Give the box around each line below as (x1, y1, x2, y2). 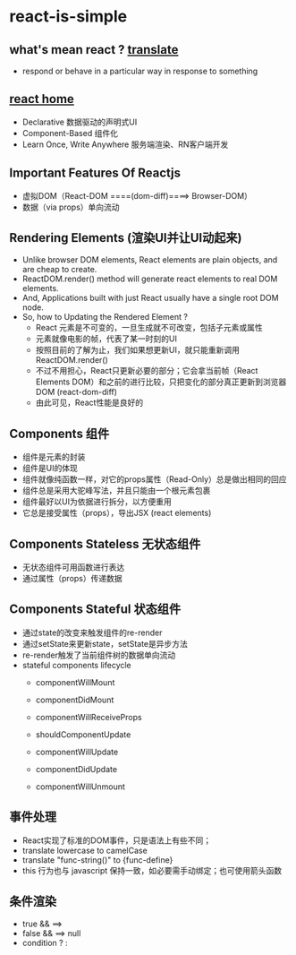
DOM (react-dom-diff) (35, 387, 118, 398)
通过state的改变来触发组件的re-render (21, 627, 163, 638)
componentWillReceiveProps (35, 711, 142, 722)
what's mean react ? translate (9, 42, 179, 57)
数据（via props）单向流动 (21, 202, 120, 212)
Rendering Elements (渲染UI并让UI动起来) (9, 230, 242, 245)
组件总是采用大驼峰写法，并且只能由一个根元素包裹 (21, 486, 211, 496)
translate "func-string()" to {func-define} (21, 854, 173, 865)
